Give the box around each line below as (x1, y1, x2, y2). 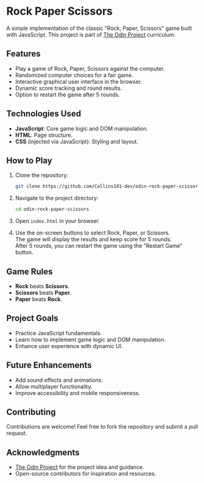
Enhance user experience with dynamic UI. (15, 342, 123, 349)
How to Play (6, 155, 53, 165)
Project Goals (6, 313, 59, 324)
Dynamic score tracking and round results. (15, 84, 122, 92)
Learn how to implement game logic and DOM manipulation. (15, 336, 166, 343)
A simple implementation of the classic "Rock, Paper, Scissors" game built (6, 24, 192, 32)
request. (6, 429, 27, 437)
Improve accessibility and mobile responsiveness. (15, 389, 141, 396)
